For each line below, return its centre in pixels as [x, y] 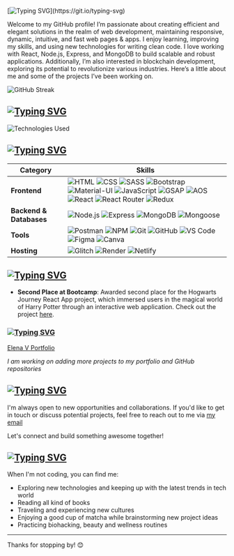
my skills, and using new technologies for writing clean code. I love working [116, 46]
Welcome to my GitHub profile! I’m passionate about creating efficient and [113, 24]
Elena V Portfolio [31, 347]
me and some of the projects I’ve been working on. [80, 76]
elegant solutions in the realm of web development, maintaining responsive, [116, 32]
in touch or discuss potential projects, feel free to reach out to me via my [111, 414]
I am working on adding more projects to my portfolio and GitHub [101, 361]
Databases [29, 219]
